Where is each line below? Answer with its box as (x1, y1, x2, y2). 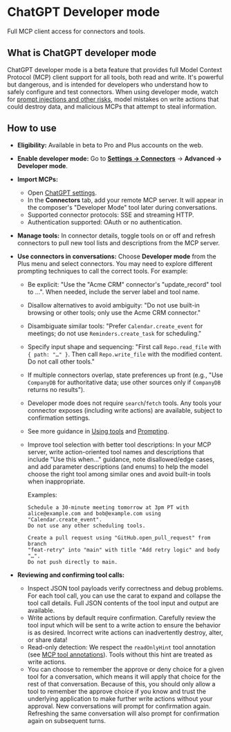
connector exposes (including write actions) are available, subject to (27, 406, 223, 414)
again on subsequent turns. (27, 716, 106, 724)
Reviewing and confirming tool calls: (17, 571, 124, 579)
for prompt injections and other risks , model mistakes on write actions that (7, 95, 219, 103)
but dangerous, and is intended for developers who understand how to (7, 80, 209, 89)
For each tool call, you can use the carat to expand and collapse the (27, 591, 221, 600)
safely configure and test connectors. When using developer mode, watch (7, 87, 219, 96)
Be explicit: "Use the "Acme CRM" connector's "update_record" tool (27, 280, 222, 288)
